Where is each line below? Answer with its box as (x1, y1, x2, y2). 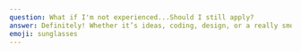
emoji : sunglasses (9, 29, 78, 38)
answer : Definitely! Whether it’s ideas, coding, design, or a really (9, 21, 279, 30)
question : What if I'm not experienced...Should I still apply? (9, 12, 254, 22)
